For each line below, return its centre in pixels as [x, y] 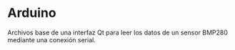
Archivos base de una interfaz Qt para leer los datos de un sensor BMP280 [118, 32]
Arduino [32, 13]
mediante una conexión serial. [52, 39]
